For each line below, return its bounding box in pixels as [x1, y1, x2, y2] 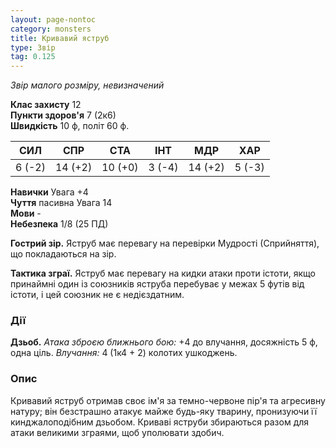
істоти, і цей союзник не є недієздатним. [10, 289, 185, 301]
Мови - [10, 207, 42, 220]
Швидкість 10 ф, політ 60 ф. [10, 120, 130, 132]
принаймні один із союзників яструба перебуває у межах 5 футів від [10, 278, 305, 290]
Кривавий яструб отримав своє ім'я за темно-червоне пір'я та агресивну [10, 394, 326, 406]
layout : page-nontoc [10, 14, 97, 25]
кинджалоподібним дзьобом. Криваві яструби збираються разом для [10, 416, 310, 428]
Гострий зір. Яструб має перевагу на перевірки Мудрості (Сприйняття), [10, 237, 320, 250]
